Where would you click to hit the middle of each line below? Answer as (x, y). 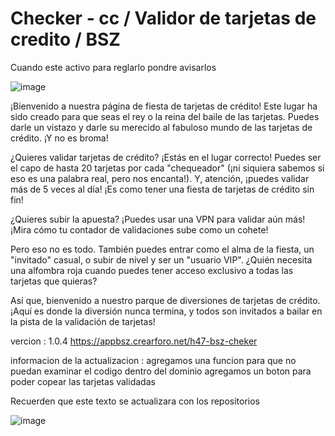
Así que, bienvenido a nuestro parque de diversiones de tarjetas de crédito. (165, 300)
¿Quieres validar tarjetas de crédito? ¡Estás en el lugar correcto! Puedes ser (166, 157)
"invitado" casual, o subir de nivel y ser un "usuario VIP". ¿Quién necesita (161, 259)
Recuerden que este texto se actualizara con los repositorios (135, 401)
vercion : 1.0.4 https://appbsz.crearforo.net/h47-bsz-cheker (134, 341)
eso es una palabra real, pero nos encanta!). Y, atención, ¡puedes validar (160, 178)
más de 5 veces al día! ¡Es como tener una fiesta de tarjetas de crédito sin (162, 189)
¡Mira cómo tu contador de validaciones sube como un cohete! (139, 229)
